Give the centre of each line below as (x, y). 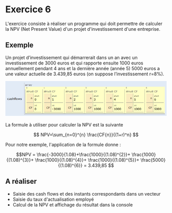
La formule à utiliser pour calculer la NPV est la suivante (64, 124)
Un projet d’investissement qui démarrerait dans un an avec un (71, 57)
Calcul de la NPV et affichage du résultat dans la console (73, 205)
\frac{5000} (153, 160)
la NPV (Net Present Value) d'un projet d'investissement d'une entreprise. (83, 29)
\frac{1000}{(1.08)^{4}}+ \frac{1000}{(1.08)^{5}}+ (87, 160)
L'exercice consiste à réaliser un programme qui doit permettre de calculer (84, 24)
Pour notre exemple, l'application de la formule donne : (63, 144)
